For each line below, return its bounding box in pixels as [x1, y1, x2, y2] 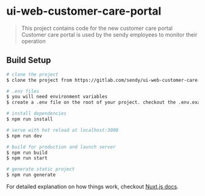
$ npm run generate [6, 172, 56, 178]
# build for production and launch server [6, 143, 116, 150]
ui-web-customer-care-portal [6, 4, 162, 18]
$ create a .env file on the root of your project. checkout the [6, 100, 176, 106]
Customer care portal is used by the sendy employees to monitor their [21, 31, 198, 38]
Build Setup [6, 55, 51, 65]
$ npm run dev [6, 132, 43, 139]
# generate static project [6, 166, 75, 172]
